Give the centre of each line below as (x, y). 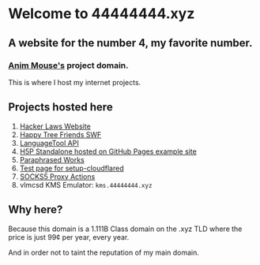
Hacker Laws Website (55, 126)
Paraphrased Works (52, 159)
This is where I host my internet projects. (75, 82)
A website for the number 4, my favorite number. (130, 43)
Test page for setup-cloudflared (72, 168)
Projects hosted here (60, 107)
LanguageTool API (49, 143)
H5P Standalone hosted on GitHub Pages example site (108, 151)
